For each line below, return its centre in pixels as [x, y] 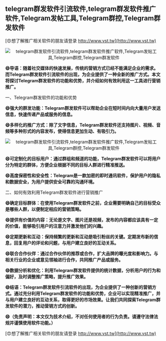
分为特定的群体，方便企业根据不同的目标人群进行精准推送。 [66, 165]
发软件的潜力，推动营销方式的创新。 [42, 306]
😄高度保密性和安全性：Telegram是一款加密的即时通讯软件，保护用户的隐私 [83, 175]
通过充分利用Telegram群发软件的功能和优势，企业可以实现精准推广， [85, 293]
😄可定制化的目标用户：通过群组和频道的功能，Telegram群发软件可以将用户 [83, 158]
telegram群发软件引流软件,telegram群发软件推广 [81, 9]
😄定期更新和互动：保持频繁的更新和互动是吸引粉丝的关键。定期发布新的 [80, 237]
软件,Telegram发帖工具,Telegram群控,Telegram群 [83, 18]
